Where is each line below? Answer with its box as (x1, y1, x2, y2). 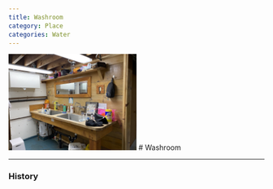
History (8, 171, 39, 182)
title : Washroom (8, 13, 63, 21)
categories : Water (8, 30, 71, 38)
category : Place (8, 21, 63, 30)
